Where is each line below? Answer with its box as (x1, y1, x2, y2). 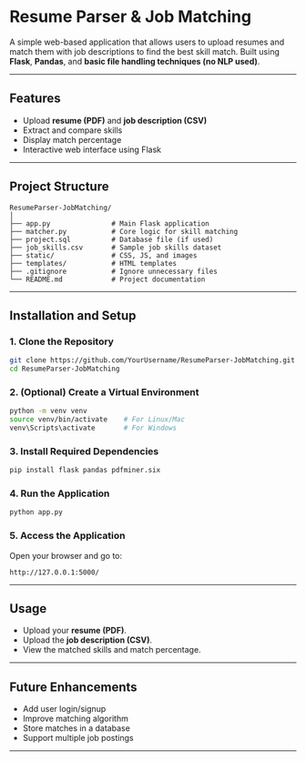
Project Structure (9, 179, 109, 195)
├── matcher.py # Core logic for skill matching (9, 227, 239, 236)
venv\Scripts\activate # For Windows (9, 423, 178, 433)
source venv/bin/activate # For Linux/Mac (9, 415, 185, 424)
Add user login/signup (22, 704, 107, 715)
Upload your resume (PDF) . (22, 625, 127, 636)
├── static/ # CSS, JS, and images (9, 250, 198, 260)
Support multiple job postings (22, 733, 134, 744)
